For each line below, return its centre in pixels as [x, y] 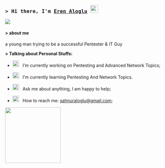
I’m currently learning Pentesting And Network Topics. [78, 77]
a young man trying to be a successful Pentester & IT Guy [64, 44]
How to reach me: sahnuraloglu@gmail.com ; [68, 100]
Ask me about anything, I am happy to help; [67, 88]
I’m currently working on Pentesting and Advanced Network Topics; [91, 65]
